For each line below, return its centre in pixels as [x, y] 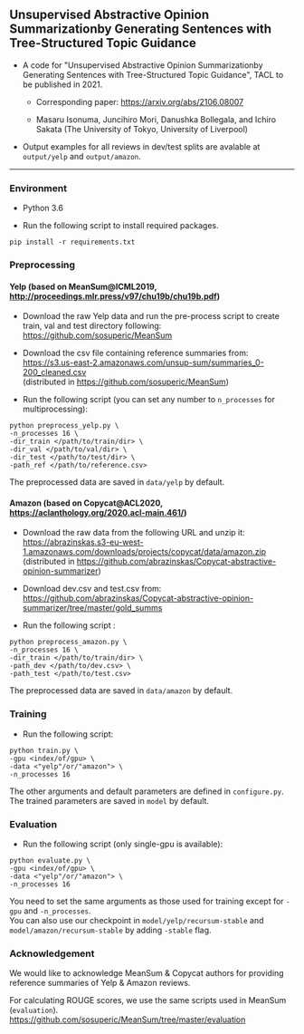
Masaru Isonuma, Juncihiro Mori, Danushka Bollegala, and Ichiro [156, 119]
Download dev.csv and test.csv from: [92, 589]
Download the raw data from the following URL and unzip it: [134, 533]
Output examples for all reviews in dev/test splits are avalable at [141, 146]
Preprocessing [42, 265]
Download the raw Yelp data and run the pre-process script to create [151, 316]
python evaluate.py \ [50, 861]
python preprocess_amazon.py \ [68, 643]
